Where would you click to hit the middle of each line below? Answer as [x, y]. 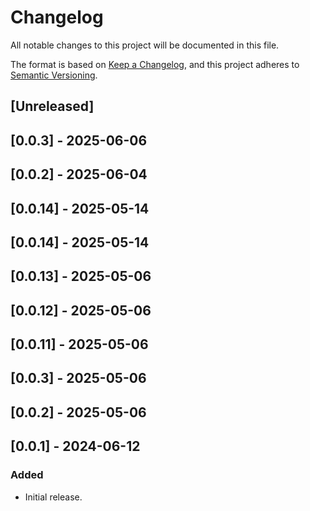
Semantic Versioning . [54, 75]
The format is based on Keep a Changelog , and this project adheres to [155, 64]
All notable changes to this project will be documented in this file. [145, 45]
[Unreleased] [52, 106]
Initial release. [53, 497]
